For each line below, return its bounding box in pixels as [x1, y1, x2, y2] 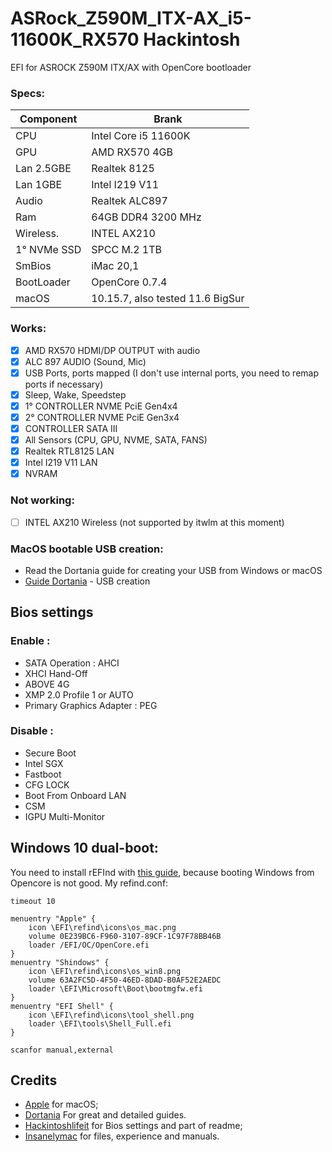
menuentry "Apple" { [10, 913, 97, 924]
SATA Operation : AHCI [24, 657, 120, 669]
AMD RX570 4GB [91, 145, 173, 159]
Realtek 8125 [91, 162, 155, 176]
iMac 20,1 [91, 259, 140, 273]
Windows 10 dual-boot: [10, 840, 159, 857]
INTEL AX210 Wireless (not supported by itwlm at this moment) [24, 516, 285, 528]
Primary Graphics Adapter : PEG [24, 699, 158, 711]
